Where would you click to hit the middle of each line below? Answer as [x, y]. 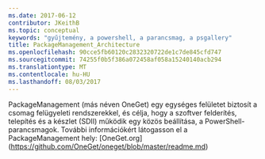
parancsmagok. [34, 129]
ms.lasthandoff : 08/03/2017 [55, 81]
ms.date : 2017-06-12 [42, 15]
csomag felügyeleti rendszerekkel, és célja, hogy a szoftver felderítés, [123, 112]
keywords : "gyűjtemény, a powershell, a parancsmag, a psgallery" [120, 38]
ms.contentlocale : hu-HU [49, 74]
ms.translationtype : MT [48, 67]
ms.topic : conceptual [44, 30]
